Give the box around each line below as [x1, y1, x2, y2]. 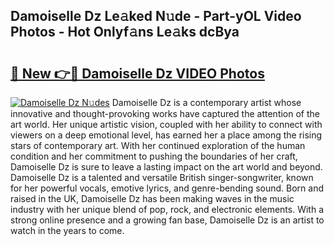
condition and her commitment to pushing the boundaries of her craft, [10, 150, 298, 162]
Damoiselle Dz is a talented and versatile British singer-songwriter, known [10, 172, 314, 183]
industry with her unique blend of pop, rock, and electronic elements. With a [10, 204, 324, 215]
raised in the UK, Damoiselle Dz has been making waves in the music [10, 193, 295, 204]
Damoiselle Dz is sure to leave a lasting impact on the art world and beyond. [10, 161, 323, 173]
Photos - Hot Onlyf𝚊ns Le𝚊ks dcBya [10, 24, 240, 41]
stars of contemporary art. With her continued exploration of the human [10, 140, 306, 151]
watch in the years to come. [10, 225, 125, 236]
